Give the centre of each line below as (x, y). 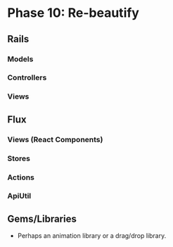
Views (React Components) (55, 139)
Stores (19, 158)
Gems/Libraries (42, 218)
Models (20, 59)
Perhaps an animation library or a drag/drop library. (92, 236)
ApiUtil (19, 196)
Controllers (27, 77)
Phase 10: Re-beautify (73, 13)
